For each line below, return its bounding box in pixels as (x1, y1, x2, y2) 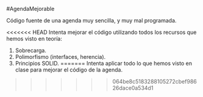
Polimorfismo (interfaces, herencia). (15, 53, 106, 60)
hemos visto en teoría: (6, 35, 62, 42)
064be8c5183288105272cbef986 (112, 78, 197, 85)
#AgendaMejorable (6, 5, 55, 12)
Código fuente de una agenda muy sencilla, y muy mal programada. (6, 17, 177, 24)
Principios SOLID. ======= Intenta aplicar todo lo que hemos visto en (15, 60, 192, 67)
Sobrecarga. (15, 47, 47, 54)
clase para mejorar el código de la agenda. (15, 66, 123, 73)
